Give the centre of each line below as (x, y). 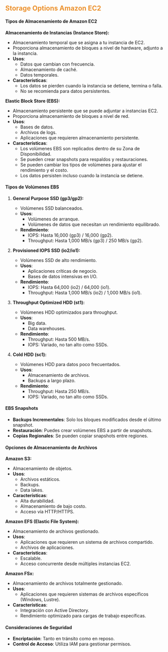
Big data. (37, 323)
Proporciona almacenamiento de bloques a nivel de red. (71, 116)
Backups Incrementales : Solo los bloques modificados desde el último (87, 419)
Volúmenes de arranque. (54, 219)
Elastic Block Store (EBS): (32, 101)
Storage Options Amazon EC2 (53, 8)
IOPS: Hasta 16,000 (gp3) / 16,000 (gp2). (70, 235)
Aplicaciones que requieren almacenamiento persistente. (80, 138)
